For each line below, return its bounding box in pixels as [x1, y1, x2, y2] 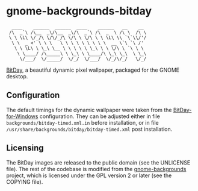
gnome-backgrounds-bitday [6, 4, 152, 18]
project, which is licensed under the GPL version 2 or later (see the [6, 172, 172, 179]
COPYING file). [6, 178, 43, 185]
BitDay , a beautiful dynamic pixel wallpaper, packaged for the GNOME [6, 66, 179, 74]
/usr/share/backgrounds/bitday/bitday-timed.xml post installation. [6, 125, 173, 133]
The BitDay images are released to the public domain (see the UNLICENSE [6, 158, 191, 166]
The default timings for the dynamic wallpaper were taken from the [6, 106, 172, 113]
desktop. [6, 72, 28, 80]
